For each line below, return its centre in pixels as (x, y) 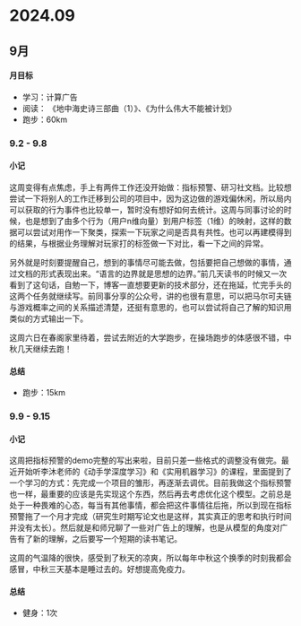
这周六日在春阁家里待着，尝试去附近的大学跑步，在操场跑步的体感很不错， (146, 337)
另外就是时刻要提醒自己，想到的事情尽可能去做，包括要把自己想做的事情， (146, 262)
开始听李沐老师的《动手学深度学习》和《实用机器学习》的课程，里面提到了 (154, 472)
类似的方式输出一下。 (48, 318)
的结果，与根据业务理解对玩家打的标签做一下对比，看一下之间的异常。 (139, 243)
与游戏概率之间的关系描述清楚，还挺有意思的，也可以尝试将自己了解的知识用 (150, 307)
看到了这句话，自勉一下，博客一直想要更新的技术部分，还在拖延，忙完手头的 (150, 284)
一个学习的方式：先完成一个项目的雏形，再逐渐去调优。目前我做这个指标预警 (150, 483)
